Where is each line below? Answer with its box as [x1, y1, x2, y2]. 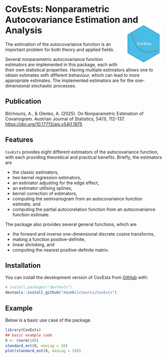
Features [5, 136, 33, 144]
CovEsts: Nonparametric [5, 3, 110, 15]
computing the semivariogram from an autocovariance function [12, 196, 143, 202]
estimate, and [12, 201, 41, 207]
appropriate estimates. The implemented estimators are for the [5, 77, 134, 83]
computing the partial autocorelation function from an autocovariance [12, 206, 156, 212]
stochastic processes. [31, 82, 76, 88]
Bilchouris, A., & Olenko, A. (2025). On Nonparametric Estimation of [5, 110, 144, 116]
